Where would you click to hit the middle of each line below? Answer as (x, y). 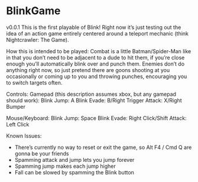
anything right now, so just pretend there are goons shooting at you (88, 70)
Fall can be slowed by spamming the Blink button (74, 172)
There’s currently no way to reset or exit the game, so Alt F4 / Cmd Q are (103, 147)
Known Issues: (24, 136)
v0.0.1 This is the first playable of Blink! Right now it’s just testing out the (94, 27)
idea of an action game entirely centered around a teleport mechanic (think (98, 33)
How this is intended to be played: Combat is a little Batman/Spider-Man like (99, 51)
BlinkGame (33, 11)
